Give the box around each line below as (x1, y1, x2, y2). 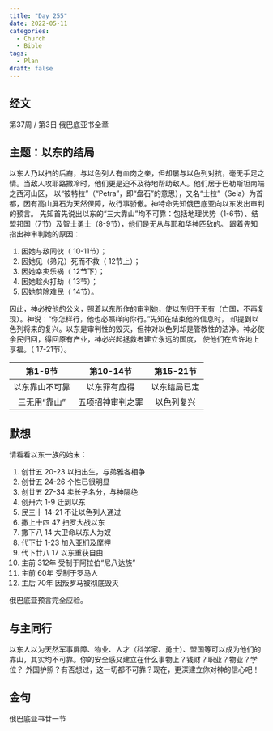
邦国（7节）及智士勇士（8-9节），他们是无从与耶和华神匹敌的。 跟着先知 (15, 219, 258, 229)
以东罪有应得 (86, 381, 136, 393)
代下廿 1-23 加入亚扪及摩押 (20, 538, 112, 547)
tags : (9, 49, 28, 57)
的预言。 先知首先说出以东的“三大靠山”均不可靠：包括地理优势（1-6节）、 (9, 209, 252, 219)
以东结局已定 (151, 381, 201, 393)
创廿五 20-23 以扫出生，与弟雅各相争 (20, 467, 146, 477)
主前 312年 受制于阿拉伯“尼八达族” (20, 558, 136, 567)
